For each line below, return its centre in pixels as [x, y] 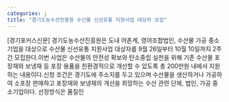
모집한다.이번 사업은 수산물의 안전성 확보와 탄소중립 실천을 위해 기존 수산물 [113, 57]
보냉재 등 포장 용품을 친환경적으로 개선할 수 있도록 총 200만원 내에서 [116, 66]
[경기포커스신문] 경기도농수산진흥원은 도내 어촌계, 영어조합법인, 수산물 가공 [107, 40]
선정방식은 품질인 [61, 91]
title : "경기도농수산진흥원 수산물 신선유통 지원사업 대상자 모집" [87, 20]
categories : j [27, 13]
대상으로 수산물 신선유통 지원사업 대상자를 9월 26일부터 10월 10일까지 [118, 49]
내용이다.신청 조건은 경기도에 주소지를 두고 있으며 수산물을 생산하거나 [112, 74]
